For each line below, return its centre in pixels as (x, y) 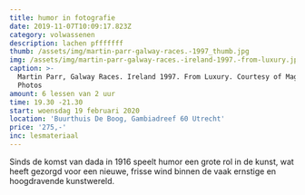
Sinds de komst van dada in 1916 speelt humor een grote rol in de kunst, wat (152, 161)
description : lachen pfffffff (67, 43)
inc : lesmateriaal (44, 136)
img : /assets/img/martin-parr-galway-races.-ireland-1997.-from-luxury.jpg (156, 60)
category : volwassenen (52, 34)
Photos (30, 85)
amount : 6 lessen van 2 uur (63, 93)
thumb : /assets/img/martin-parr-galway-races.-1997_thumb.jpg (129, 52)
